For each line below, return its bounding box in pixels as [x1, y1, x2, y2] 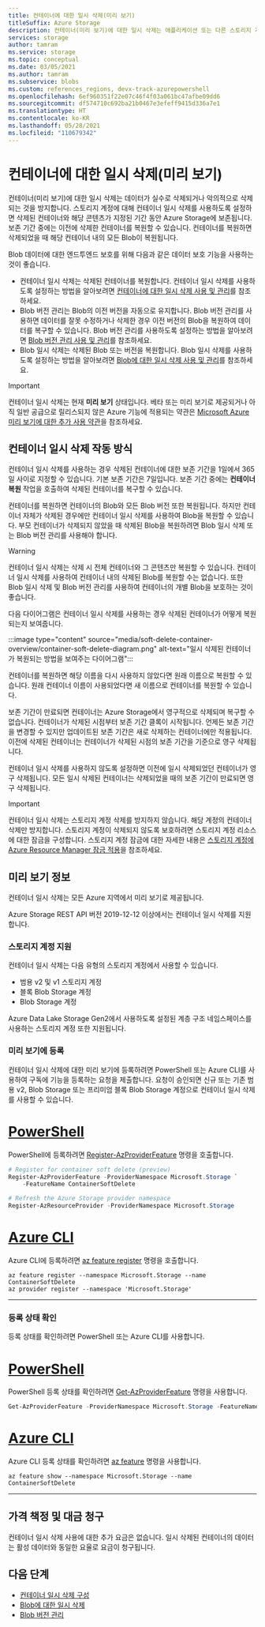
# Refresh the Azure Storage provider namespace [8, 1194, 171, 1203]
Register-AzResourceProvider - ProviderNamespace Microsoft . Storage [8, 1202, 235, 1210]
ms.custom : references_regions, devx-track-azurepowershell [8, 85, 211, 93]
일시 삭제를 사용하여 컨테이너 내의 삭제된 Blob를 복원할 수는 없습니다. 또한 [16, 573, 244, 582]
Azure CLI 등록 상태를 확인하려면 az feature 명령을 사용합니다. [8, 1456, 201, 1466]
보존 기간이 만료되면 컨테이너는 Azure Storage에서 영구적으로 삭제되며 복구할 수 [8, 708, 255, 717]
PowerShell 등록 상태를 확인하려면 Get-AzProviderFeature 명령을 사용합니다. [8, 1387, 248, 1396]
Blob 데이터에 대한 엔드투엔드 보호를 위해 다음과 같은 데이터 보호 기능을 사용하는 [8, 250, 254, 259]
